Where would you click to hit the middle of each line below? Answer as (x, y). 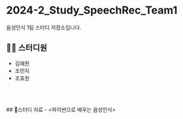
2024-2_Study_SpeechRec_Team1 (92, 10)
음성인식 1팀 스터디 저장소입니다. (44, 27)
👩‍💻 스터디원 (27, 48)
